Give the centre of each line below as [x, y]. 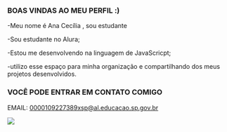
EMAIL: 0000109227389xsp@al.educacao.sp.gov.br [83, 107]
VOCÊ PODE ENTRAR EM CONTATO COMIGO [85, 92]
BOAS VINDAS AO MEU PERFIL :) [64, 11]
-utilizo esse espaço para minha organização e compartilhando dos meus [113, 67]
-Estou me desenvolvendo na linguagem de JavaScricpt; [89, 53]
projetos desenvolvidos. [42, 74]
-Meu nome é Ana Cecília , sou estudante [67, 26]
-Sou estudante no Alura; [44, 39]
